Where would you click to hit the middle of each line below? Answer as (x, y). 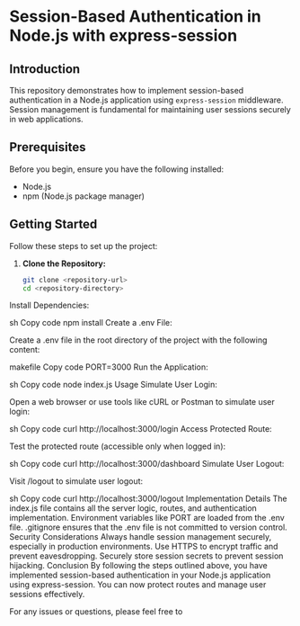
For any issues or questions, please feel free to (96, 612)
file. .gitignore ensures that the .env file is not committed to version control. (148, 527)
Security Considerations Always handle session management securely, (141, 537)
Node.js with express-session (124, 36)
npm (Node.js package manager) (84, 196)
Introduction (45, 69)
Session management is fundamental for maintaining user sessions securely (150, 109)
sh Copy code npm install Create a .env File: (91, 323)
